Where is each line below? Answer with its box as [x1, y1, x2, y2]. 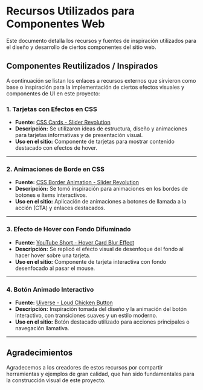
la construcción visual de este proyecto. [6, 376, 106, 384]
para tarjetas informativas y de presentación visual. [14, 132, 143, 139]
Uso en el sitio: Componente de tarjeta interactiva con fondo [14, 258, 167, 265]
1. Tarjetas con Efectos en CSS [6, 104, 98, 113]
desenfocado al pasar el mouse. [14, 264, 95, 272]
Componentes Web [6, 17, 105, 31]
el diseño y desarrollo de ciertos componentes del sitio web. [6, 43, 156, 51]
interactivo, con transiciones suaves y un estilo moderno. [14, 312, 158, 319]
